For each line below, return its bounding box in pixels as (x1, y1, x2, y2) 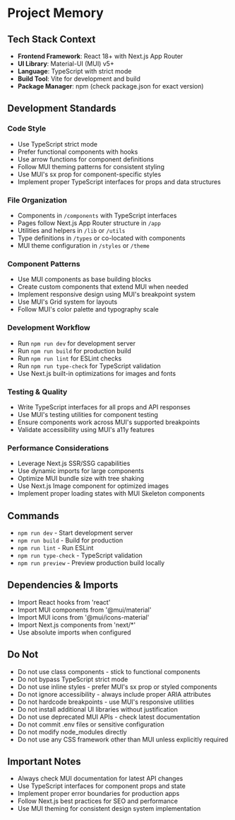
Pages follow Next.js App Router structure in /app (17, 218, 161, 227)
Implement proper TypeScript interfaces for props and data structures (17, 177, 221, 186)
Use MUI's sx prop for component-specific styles (17, 170, 162, 178)
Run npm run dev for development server (17, 338, 136, 348)
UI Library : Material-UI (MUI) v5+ (17, 59, 114, 68)
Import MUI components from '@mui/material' (17, 605, 152, 614)
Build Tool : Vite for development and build (17, 74, 141, 83)
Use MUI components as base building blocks (17, 275, 152, 284)
